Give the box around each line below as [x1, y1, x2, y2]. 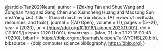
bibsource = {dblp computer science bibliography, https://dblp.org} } [5, 40, 145, 46]
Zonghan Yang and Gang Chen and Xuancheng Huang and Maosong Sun [5, 9, 154, 15]
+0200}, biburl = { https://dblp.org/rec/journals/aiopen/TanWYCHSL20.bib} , [5, 35, 159, 41]
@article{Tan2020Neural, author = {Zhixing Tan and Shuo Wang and [5, 4, 144, 10]
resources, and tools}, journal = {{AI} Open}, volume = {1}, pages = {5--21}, [5, 19, 159, 25]
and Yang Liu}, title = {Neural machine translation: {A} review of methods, [5, 15, 155, 20]
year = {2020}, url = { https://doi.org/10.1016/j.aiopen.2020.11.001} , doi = [5, 25, 151, 31]
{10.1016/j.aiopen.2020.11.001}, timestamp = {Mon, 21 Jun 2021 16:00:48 [5, 30, 152, 35]
